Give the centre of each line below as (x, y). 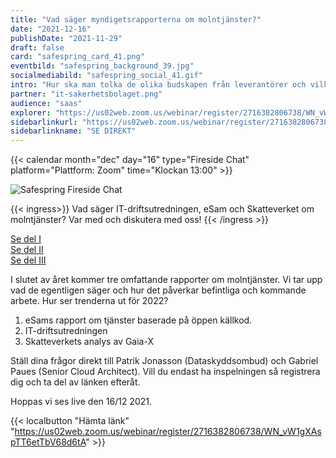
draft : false (37, 47)
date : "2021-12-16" (51, 29)
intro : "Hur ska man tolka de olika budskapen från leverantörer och (158, 85)
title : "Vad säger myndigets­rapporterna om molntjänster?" (136, 19)
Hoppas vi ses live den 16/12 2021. (81, 402)
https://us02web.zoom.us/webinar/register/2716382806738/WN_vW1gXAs (168, 432)
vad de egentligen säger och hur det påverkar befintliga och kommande (158, 290)
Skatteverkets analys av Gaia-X (89, 342)
